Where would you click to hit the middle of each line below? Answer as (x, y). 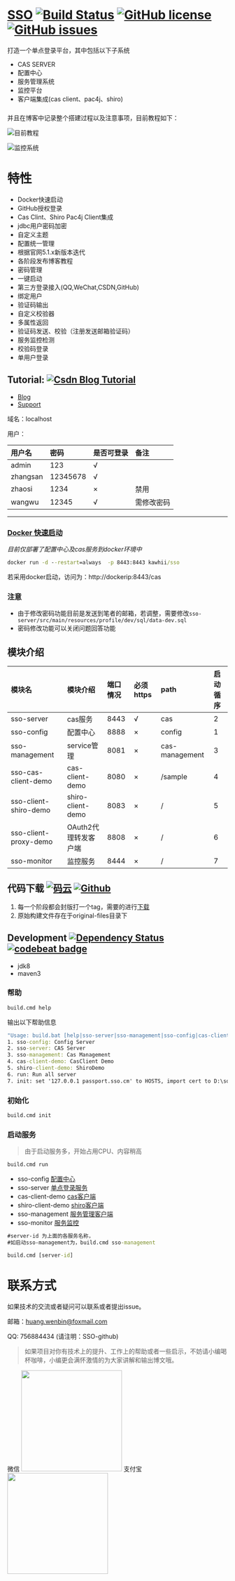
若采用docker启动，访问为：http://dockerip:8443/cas (84, 576)
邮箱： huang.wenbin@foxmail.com (57, 1321)
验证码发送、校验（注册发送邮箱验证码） (76, 331)
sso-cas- (27, 772)
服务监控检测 (36, 340)
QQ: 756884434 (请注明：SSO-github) (63, 1336)
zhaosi (22, 489)
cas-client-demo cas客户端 (57, 1196)
